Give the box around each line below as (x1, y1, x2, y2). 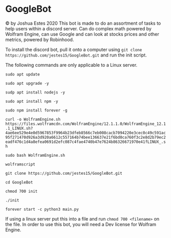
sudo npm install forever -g (5, 107, 68, 113)
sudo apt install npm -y (5, 99, 58, 104)
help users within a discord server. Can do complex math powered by (5, 25, 152, 31)
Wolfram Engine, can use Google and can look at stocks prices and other (5, 31, 160, 37)
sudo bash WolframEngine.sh (5, 153, 66, 158)
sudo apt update (5, 71, 40, 77)
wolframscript (5, 161, 36, 167)
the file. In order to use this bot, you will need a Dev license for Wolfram (5, 221, 157, 227)
